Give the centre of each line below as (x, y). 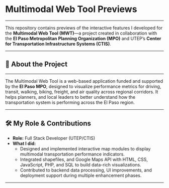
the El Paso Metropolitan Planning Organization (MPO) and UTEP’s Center (83, 38)
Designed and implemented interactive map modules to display (85, 148)
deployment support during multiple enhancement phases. (81, 175)
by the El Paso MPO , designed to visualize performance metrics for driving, (83, 86)
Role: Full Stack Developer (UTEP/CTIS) (54, 138)
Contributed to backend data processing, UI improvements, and (86, 170)
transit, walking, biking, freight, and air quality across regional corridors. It (82, 92)
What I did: (24, 143)
